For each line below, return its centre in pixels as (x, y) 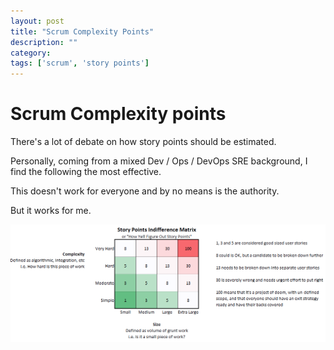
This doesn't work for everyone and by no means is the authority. (145, 191)
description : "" (44, 42)
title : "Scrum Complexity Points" (82, 31)
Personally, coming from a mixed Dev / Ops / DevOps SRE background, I (159, 161)
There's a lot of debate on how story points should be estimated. (143, 142)
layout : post (37, 21)
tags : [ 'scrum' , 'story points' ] (80, 63)
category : (31, 53)
